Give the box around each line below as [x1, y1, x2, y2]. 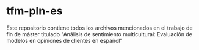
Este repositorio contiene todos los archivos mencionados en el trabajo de [6, 24, 194, 31]
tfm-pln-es [6, 4, 63, 18]
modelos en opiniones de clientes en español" [6, 37, 123, 44]
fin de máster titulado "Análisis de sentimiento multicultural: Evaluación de [6, 30, 192, 37]
